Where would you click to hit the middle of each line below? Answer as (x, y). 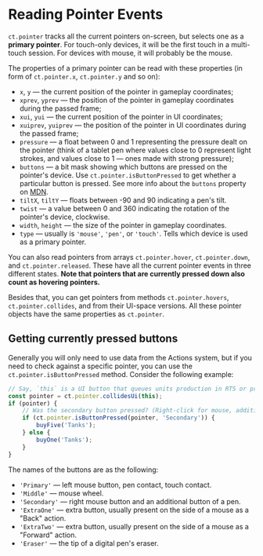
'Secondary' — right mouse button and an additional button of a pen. (130, 501)
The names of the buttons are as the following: (83, 470)
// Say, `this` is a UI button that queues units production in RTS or (127, 389)
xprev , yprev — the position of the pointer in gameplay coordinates (127, 100)
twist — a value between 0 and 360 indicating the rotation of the (124, 208)
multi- (240, 44)
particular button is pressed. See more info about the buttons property (133, 183)
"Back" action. (43, 518)
